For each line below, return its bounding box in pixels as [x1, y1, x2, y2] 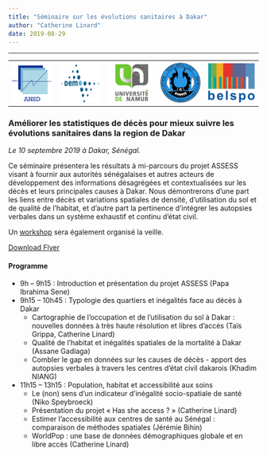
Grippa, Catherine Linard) [31, 329, 115, 339]
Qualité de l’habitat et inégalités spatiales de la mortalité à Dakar [31, 338, 242, 348]
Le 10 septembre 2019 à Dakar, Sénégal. [8, 145, 141, 155]
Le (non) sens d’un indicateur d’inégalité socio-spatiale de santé [31, 389, 242, 399]
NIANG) [31, 371, 57, 382]
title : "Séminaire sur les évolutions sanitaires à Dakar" [8, 13, 208, 21]
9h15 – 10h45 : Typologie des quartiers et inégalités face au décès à [19, 296, 242, 305]
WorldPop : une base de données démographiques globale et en [31, 431, 244, 441]
